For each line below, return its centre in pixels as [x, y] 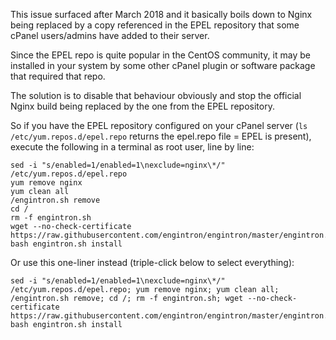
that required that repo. [58, 76]
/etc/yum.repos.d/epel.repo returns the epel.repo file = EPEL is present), [161, 136]
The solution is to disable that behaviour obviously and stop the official [156, 95]
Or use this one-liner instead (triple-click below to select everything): [152, 262]
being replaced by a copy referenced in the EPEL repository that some [155, 25]
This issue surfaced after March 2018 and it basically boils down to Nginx [161, 14]
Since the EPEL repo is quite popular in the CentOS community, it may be [160, 55]
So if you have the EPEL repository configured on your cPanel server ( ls [159, 125]
